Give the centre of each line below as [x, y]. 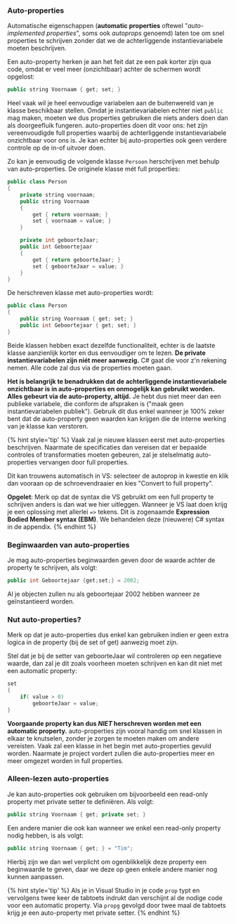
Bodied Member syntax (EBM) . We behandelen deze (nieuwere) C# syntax [116, 519]
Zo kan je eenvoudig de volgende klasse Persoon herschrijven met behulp [113, 162]
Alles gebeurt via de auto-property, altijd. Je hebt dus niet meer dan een [114, 396]
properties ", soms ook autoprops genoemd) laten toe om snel [136, 33]
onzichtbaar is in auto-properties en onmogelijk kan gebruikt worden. [111, 389]
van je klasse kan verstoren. [48, 426]
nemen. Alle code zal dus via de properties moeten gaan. [90, 367]
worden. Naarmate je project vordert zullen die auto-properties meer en [111, 753]
